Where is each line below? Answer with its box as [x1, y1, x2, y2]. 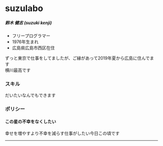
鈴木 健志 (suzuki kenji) [5, 20, 52, 26]
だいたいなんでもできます [5, 92, 56, 98]
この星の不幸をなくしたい [5, 118, 56, 124]
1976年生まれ [12, 39, 39, 45]
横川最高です [5, 67, 31, 73]
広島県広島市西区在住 [12, 45, 55, 51]
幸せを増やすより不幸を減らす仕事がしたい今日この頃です [5, 130, 120, 136]
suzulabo [5, 3, 44, 14]
